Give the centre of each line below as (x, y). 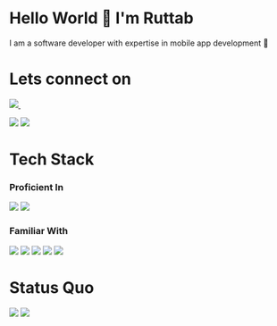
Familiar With (39, 231)
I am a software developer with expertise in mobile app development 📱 (139, 43)
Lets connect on (71, 79)
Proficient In (37, 187)
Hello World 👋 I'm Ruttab (101, 18)
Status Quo (52, 287)
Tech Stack (52, 159)
